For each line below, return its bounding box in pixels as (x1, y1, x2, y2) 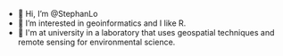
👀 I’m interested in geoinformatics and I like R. (17, 18, 187, 28)
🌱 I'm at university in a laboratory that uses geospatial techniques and (17, 28, 275, 37)
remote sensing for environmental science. (17, 36, 176, 47)
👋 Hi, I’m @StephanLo (17, 9, 98, 19)
